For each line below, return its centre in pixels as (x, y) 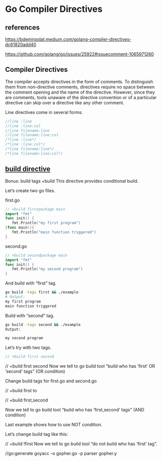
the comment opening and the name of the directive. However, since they (80, 92)
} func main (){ (20, 228)
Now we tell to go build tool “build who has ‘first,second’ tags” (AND (75, 410)
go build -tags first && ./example (42, 292)
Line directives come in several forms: (44, 112)
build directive (28, 169)
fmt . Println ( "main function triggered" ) (54, 232)
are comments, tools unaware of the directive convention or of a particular (81, 97)
